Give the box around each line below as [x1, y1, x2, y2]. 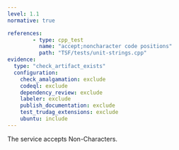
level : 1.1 [7, 10, 40, 18]
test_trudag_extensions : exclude [20, 109, 119, 116]
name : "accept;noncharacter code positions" [38, 43, 173, 50]
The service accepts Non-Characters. [7, 134, 118, 143]
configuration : [13, 69, 59, 76]
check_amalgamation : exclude [20, 76, 106, 83]
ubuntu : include [20, 115, 69, 122]
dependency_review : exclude [20, 89, 103, 96]
